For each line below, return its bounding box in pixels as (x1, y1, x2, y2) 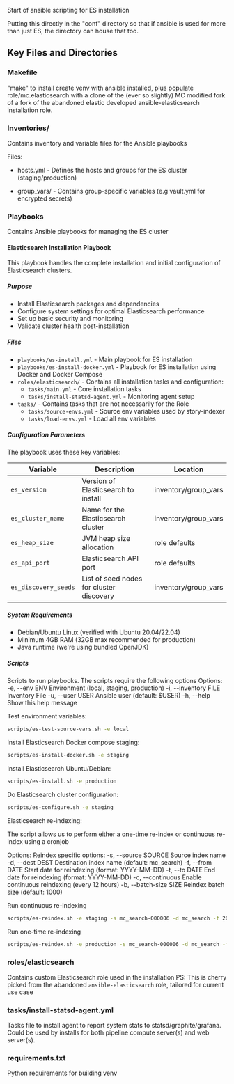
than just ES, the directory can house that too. (7, 27, 139, 35)
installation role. (7, 106, 53, 114)
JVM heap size (81, 534, 131, 544)
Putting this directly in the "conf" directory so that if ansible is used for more (7, 19, 226, 27)
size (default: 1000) (7, 888, 63, 896)
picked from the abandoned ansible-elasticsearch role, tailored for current (7, 980, 224, 989)
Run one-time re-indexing (7, 927, 81, 936)
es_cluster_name (10, 514, 65, 523)
